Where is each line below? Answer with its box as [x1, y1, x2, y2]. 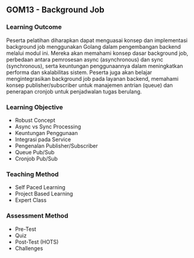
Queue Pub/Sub [14, 148, 55, 156]
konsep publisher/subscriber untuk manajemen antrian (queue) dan [6, 81, 173, 89]
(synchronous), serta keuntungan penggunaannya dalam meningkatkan [6, 62, 183, 69]
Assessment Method [6, 212, 68, 220]
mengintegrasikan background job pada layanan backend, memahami [6, 75, 179, 82]
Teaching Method [6, 170, 59, 178]
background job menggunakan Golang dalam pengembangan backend [6, 43, 181, 50]
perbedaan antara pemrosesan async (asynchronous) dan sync [6, 55, 163, 63]
